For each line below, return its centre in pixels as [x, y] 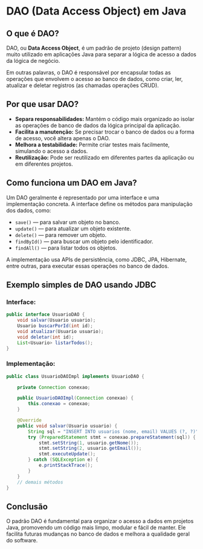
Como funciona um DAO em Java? [72, 183]
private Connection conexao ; [54, 387]
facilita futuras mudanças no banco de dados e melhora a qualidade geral [98, 534]
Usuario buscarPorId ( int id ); [55, 326]
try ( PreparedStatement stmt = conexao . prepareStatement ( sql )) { [112, 437]
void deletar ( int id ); [46, 337]
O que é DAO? [33, 34]
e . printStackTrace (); [66, 466]
